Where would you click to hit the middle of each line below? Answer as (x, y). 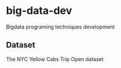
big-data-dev (39, 11)
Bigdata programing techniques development (61, 27)
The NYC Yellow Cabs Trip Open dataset (55, 59)
